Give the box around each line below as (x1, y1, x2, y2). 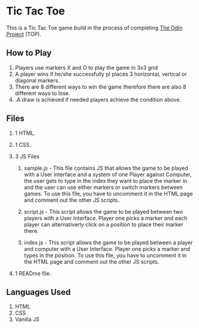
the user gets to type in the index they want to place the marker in (23, 177, 188, 184)
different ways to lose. (14, 89, 70, 97)
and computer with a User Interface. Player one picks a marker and (23, 245, 191, 252)
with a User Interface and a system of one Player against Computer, (23, 170, 192, 178)
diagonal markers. (14, 76, 60, 84)
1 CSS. (14, 141, 31, 148)
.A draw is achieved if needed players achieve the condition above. (14, 96, 182, 103)
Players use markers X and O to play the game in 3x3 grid (14, 64, 158, 71)
